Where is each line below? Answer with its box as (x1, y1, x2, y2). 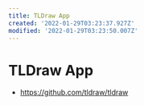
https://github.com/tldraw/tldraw (19, 87, 129, 97)
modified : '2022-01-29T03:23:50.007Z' (8, 26, 138, 34)
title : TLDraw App (8, 11, 70, 20)
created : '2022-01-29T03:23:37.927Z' (8, 19, 135, 27)
